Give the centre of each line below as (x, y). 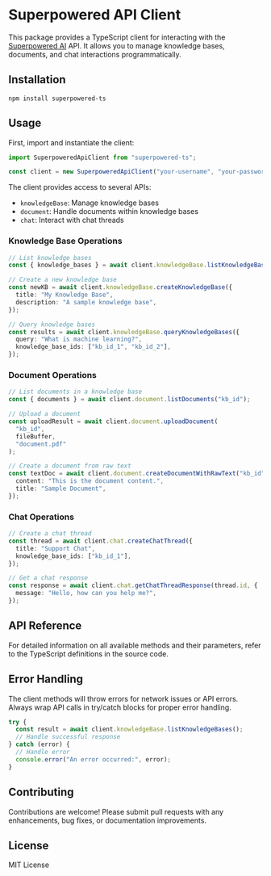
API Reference (45, 626)
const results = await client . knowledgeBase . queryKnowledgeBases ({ (124, 332)
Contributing (41, 792)
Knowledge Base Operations (65, 241)
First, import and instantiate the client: (71, 142)
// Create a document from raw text (70, 466)
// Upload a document (45, 414)
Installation (37, 80)
